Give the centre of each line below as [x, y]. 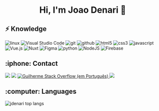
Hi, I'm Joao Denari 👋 [83, 10]
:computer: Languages [41, 92]
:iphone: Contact [32, 64]
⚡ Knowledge [26, 29]
